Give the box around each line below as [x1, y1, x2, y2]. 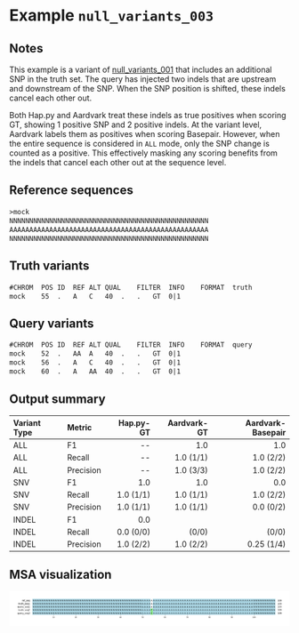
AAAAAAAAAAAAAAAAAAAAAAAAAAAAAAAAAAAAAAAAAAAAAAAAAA [9, 225, 209, 234]
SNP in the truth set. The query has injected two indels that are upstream [9, 74, 277, 84]
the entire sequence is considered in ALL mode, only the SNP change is [9, 139, 270, 148]
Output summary [9, 391, 106, 406]
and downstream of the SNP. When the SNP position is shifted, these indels [9, 84, 287, 93]
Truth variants [9, 259, 90, 274]
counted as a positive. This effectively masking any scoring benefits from [9, 148, 279, 158]
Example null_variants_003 [9, 5, 214, 26]
